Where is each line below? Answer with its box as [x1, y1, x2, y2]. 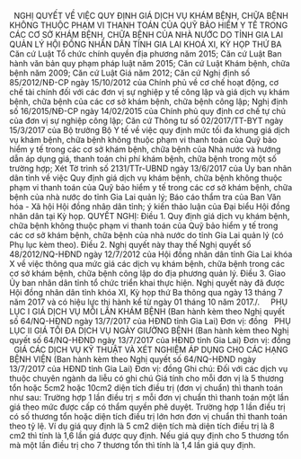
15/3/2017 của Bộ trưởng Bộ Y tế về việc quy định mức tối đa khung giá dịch [9, 125, 290, 136]
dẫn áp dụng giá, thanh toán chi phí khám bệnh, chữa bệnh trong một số [9, 154, 277, 163]
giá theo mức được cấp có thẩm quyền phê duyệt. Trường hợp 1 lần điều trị [9, 402, 286, 412]
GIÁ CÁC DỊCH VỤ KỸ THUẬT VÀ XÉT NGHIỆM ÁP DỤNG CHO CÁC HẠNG [13, 344, 289, 355]
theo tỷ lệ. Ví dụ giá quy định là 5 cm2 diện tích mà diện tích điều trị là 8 [9, 420, 275, 431]
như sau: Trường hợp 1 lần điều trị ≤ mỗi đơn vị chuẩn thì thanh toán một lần [9, 393, 289, 402]
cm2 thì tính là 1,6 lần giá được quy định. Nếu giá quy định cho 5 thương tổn [9, 430, 289, 441]
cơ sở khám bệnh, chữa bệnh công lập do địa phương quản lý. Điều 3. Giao [9, 268, 286, 278]
